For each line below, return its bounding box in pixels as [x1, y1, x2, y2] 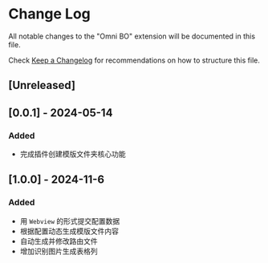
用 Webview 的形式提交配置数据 [19, 216, 120, 225]
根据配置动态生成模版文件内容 [19, 226, 119, 236]
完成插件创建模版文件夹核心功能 [19, 149, 126, 159]
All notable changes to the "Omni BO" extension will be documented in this [8, 31, 255, 41]
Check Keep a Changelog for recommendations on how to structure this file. [8, 55, 261, 65]
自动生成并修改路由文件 [19, 236, 98, 245]
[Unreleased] [8, 79, 76, 92]
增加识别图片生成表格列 [19, 246, 98, 256]
